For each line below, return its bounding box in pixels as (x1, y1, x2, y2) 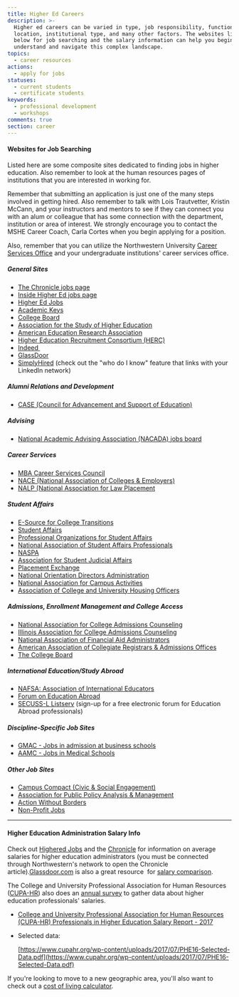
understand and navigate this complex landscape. (14, 43, 164, 50)
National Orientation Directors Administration (17, 570, 149, 580)
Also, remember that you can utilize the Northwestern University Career (7, 241, 218, 250)
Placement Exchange (17, 563, 80, 572)
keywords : (7, 97, 37, 104)
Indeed (17, 343, 39, 352)
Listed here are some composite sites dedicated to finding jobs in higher (7, 161, 219, 169)
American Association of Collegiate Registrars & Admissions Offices (17, 643, 217, 651)
